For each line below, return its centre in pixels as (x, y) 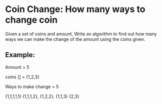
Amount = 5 (17, 67)
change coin (31, 20)
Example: (20, 55)
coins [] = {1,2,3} (22, 77)
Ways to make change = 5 (32, 86)
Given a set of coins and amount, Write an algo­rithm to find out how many (81, 34)
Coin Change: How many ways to (75, 9)
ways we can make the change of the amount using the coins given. (75, 39)
